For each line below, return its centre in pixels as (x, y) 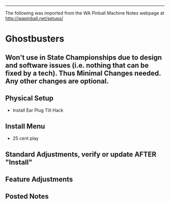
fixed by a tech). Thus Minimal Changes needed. (83, 73)
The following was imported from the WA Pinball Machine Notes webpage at (85, 13)
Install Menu (25, 126)
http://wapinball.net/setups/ (34, 18)
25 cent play (26, 138)
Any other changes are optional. (57, 81)
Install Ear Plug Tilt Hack (38, 110)
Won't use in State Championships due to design (83, 57)
